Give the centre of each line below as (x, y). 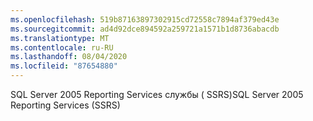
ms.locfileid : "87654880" (64, 66)
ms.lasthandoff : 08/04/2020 (69, 57)
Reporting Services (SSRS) (65, 105)
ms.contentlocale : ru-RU (62, 47)
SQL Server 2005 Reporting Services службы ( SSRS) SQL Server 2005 (157, 94)
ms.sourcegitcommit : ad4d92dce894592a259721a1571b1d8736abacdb (145, 29)
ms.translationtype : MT (60, 38)
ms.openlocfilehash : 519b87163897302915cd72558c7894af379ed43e (145, 19)
